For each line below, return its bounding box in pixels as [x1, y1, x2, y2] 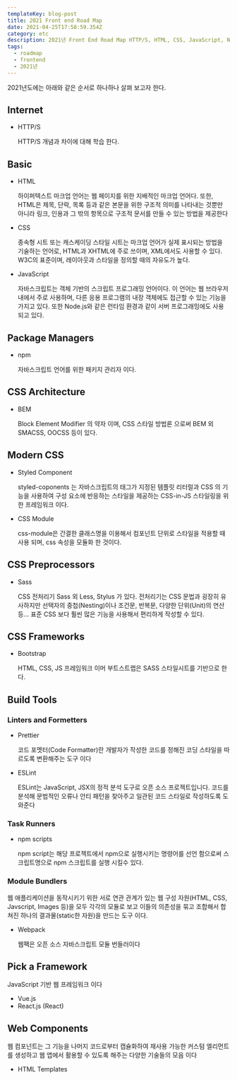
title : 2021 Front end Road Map [7, 17, 102, 24]
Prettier [17, 731, 39, 739]
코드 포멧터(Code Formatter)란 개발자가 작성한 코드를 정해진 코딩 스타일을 [17, 746, 223, 753]
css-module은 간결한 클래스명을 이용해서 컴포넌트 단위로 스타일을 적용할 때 [17, 529, 226, 537]
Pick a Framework [7, 961, 88, 973]
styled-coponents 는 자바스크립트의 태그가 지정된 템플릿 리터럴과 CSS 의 [17, 482, 221, 491]
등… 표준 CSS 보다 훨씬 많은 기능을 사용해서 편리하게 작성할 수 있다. [17, 609, 205, 618]
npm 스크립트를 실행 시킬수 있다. [54, 858, 144, 867]
